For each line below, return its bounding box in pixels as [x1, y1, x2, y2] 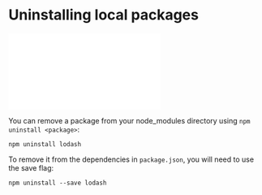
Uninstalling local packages [8, 6, 199, 24]
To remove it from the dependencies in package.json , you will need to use [8, 154, 254, 164]
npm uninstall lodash [8, 140, 82, 148]
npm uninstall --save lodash [8, 179, 107, 187]
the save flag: [8, 162, 54, 172]
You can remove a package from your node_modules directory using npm [8, 115, 251, 125]
